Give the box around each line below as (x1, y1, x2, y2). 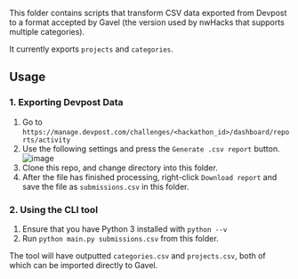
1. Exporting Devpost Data (9, 96, 124, 109)
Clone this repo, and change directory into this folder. (21, 162, 218, 173)
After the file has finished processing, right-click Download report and (21, 171, 278, 182)
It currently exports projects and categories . (9, 44, 173, 54)
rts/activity (21, 135, 71, 144)
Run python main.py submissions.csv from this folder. (21, 233, 220, 243)
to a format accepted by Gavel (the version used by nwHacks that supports (9, 17, 285, 28)
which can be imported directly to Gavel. (9, 259, 158, 270)
